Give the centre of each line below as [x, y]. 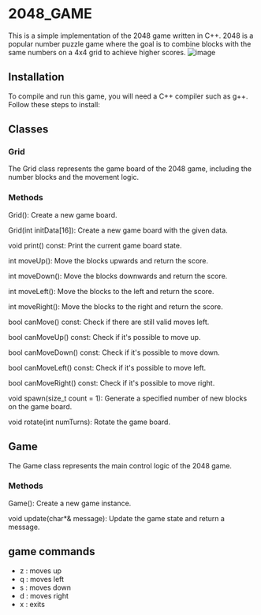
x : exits [32, 604]
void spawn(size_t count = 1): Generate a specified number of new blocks [128, 398]
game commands [52, 552]
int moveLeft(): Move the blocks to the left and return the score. [111, 291]
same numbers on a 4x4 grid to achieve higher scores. [97, 52]
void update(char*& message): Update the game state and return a [116, 518]
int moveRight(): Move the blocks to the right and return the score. [116, 306]
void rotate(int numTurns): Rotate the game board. [89, 422]
